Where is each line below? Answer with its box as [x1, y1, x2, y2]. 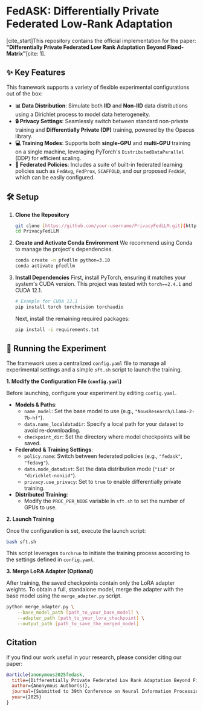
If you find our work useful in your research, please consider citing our [6, 654, 182, 661]
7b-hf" [24, 415, 41, 421]
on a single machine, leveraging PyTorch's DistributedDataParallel [14, 148, 184, 155]
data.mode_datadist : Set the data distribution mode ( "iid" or [24, 465, 175, 472]
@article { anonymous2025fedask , [6, 672, 85, 678]
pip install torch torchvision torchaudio [14, 304, 124, 310]
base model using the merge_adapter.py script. [6, 592, 122, 599]
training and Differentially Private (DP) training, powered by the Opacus [14, 126, 195, 134]
